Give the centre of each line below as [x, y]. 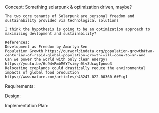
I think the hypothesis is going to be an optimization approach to [78, 29]
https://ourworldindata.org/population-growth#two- [100, 51]
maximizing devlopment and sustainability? [51, 34]
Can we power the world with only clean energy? [56, 59]
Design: [13, 96]
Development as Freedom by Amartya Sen [46, 47]
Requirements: [20, 86]
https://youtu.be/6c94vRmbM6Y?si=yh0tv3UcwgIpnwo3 [59, 64]
